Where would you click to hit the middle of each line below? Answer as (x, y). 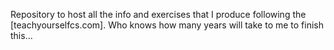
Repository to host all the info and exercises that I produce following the (158, 14)
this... (21, 35)
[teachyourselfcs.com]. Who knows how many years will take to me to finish (167, 25)
